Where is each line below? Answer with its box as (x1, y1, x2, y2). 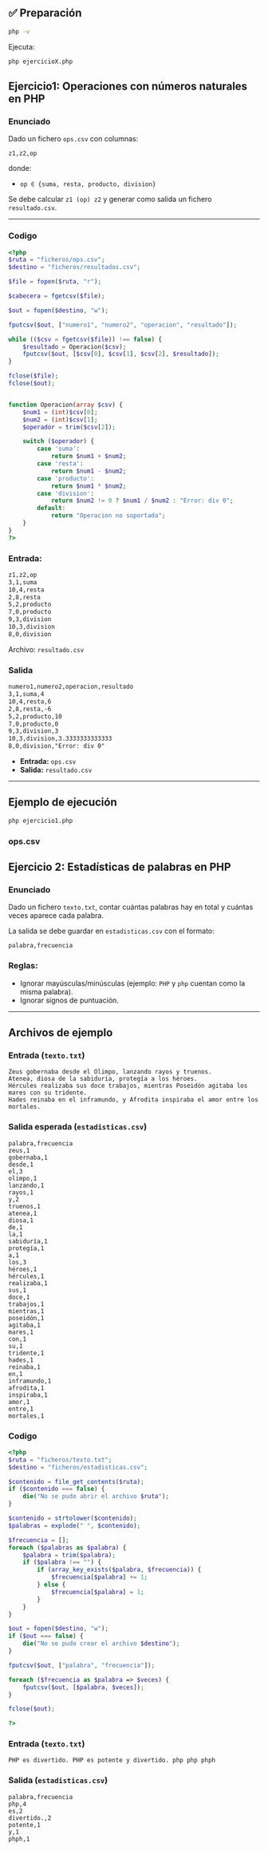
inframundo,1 (8, 1377, 52, 1385)
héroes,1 (8, 1265, 37, 1273)
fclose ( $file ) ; (8, 372, 59, 380)
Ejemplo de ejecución (8, 796, 117, 809)
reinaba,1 (8, 1363, 41, 1371)
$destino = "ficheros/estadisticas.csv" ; (8, 1463, 148, 1471)
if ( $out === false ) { (8, 1632, 84, 1640)
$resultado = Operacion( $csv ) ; (22, 342, 127, 350)
